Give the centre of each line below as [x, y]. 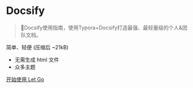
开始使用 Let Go [25, 79]
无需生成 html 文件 [37, 59]
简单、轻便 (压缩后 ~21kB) [37, 47]
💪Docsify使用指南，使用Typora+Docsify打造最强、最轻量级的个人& [101, 27]
